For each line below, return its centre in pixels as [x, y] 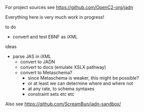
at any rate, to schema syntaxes [61, 89]
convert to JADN [38, 62]
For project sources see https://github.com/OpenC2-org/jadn [69, 7]
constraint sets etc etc [51, 94]
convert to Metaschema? [46, 72]
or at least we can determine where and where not [80, 83]
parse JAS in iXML [32, 56]
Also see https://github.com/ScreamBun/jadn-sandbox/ [63, 104]
